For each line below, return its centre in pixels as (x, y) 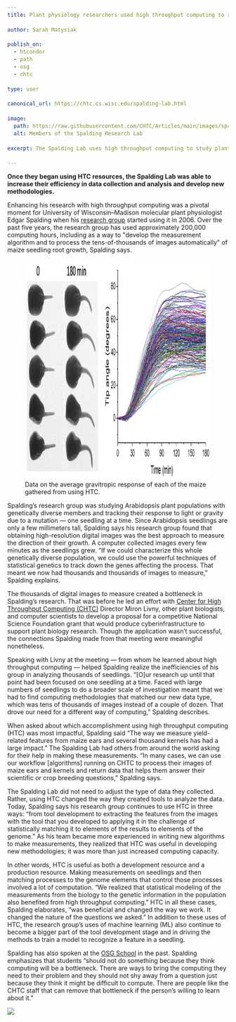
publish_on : (25, 45)
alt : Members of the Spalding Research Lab (78, 134)
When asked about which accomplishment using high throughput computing (118, 726)
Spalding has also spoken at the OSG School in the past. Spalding (102, 953)
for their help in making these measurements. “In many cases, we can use (114, 756)
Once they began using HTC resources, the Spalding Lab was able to (110, 176)
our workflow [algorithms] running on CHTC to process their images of (110, 763)
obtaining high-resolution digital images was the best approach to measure (116, 536)
